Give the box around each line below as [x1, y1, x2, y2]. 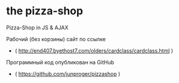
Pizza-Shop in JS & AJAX [6, 24, 69, 31]
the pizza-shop [6, 4, 84, 18]
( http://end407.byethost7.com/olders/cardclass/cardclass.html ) [14, 47, 174, 54]
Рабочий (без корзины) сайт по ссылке [6, 35, 106, 42]
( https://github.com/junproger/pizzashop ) [14, 70, 121, 77]
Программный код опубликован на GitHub [6, 59, 115, 66]
